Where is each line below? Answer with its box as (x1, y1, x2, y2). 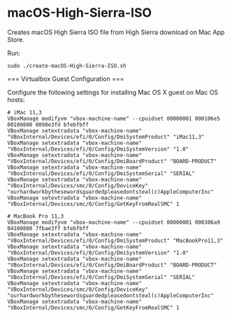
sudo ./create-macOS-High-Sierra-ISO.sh (7, 62, 127, 69)
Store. (7, 35, 25, 43)
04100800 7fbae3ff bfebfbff (7, 225, 89, 232)
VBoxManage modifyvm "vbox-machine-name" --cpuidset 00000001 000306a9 (7, 218, 220, 226)
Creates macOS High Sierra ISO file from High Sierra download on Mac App (7, 28, 225, 36)
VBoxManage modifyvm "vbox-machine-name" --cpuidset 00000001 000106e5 (7, 115, 220, 122)
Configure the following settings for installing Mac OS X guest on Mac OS (7, 88, 219, 96)
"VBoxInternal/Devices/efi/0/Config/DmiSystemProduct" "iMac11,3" (7, 133, 205, 140)
